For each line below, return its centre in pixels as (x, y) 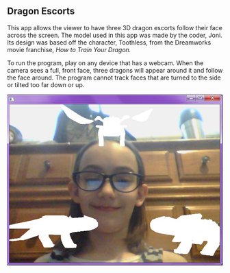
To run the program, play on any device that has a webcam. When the (105, 63)
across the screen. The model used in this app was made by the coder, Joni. (115, 35)
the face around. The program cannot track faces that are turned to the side (114, 78)
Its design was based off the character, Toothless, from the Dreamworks (109, 42)
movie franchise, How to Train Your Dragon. (69, 49)
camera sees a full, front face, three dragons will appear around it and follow (115, 70)
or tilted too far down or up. (46, 84)
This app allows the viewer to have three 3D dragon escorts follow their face (115, 27)
